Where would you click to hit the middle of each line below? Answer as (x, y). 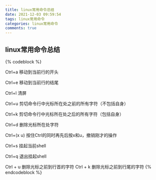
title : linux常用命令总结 (30, 10)
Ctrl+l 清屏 (16, 93)
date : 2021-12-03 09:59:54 (33, 14)
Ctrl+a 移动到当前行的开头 (32, 72)
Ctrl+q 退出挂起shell (26, 156)
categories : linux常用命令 (32, 24)
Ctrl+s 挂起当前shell (26, 146)
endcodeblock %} (24, 172)
